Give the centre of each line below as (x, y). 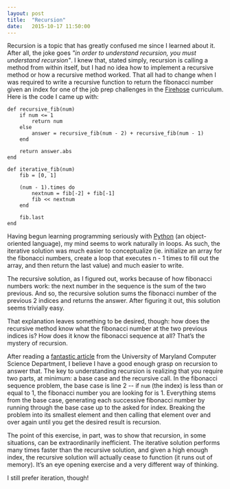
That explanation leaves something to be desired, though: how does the (108, 321)
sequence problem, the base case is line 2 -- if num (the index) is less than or (115, 386)
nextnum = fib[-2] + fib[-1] (73, 194)
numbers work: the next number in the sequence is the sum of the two (107, 286)
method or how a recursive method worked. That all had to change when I (112, 75)
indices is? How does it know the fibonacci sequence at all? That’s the (106, 336)
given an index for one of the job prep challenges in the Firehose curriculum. (115, 89)
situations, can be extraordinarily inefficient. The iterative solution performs (114, 443)
